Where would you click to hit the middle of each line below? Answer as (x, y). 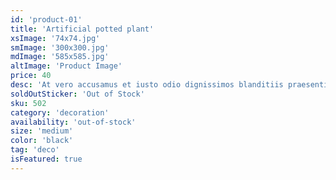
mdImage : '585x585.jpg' (60, 57)
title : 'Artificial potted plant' (82, 29)
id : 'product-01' (46, 19)
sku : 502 (28, 103)
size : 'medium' (42, 131)
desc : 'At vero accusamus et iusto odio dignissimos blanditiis (147, 85)
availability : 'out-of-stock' (73, 122)
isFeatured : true (46, 159)
